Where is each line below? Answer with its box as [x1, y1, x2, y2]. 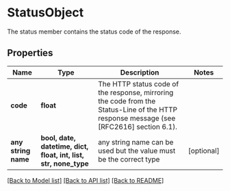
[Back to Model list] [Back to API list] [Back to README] [7, 176, 164, 184]
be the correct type [98, 154, 160, 164]
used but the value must [98, 146, 176, 155]
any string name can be [98, 137, 174, 147]
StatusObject [7, 5, 84, 21]
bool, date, [40, 133, 76, 142]
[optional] [188, 146, 220, 155]
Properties [7, 47, 53, 59]
